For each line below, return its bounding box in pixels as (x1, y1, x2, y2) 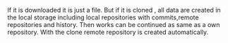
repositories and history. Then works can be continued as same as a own (7, 21, 220, 28)
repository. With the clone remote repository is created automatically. (7, 28, 209, 36)
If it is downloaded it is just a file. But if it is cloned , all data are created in (7, 6, 221, 14)
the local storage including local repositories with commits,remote (7, 13, 199, 21)
